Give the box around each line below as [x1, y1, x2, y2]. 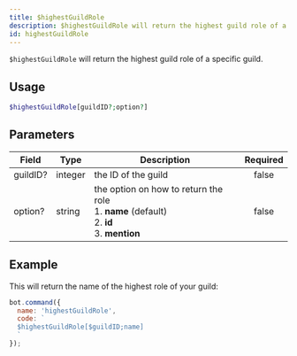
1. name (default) [94, 205, 168, 217]
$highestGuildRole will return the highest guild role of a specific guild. [9, 54, 263, 65]
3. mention [94, 227, 141, 239]
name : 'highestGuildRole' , [17, 306, 117, 315]
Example [9, 258, 58, 273]
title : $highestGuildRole [9, 12, 104, 22]
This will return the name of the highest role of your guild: [9, 281, 219, 291]
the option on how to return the [94, 182, 224, 195]
